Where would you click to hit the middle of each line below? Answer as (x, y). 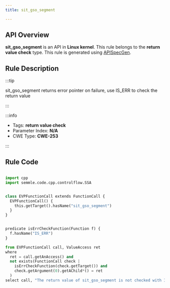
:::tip (10, 81)
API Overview (27, 35)
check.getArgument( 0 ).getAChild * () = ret (58, 271)
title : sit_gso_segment (30, 10)
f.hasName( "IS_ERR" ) (31, 234)
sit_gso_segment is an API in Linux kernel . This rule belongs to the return (83, 47)
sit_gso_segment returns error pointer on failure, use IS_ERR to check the (81, 91)
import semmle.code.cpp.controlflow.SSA (49, 183)
